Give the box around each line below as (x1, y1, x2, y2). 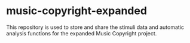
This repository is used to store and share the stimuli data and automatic (6, 24, 184, 31)
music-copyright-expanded (6, 4, 148, 18)
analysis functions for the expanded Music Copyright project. (6, 29, 157, 37)
